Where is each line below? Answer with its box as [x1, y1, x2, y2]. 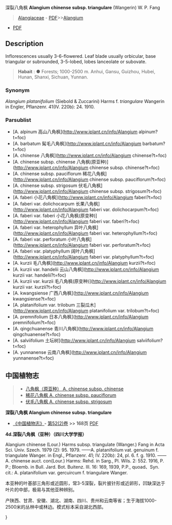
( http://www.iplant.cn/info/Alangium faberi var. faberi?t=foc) [12, 218, 140, 224]
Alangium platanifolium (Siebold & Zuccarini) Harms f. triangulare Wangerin [5, 98, 165, 104]
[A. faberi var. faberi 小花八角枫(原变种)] [12, 213, 97, 219]
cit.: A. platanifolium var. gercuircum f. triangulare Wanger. [5, 470, 128, 476]
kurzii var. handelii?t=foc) [12, 272, 67, 278]
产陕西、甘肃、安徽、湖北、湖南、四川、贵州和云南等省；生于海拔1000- [5, 497, 157, 503]
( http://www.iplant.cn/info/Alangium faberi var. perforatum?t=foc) [12, 242, 151, 248]
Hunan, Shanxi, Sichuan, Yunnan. [17, 74, 89, 80]
